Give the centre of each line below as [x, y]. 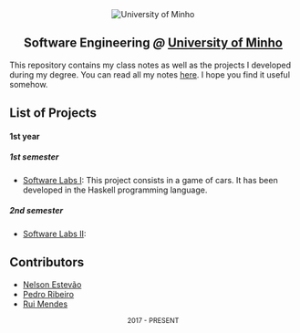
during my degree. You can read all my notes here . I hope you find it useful [150, 74]
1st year [25, 136]
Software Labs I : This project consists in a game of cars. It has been [150, 180]
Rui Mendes [45, 304]
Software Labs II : [54, 234]
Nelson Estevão [52, 284]
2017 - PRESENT [153, 320]
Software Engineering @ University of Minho [153, 43]
